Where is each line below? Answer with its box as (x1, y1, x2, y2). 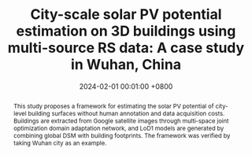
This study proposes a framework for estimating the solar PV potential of (13, 101, 214, 110)
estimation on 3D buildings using (16, 22, 236, 40)
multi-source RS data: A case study (7, 39, 245, 57)
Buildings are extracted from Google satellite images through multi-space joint (13, 116, 229, 125)
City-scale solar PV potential (30, 6, 222, 24)
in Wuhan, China (71, 56, 181, 74)
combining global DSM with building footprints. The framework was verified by (13, 131, 231, 139)
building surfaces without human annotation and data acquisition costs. (28, 109, 225, 117)
